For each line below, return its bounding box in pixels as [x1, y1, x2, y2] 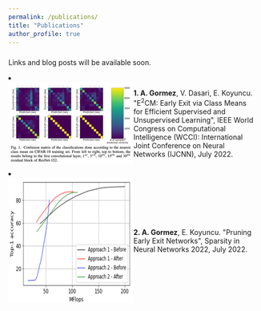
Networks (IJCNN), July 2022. [133, 149, 234, 159]
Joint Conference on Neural [133, 140, 226, 150]
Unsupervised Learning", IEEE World [133, 115, 254, 124]
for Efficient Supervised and [133, 107, 226, 116]
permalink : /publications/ [8, 13, 98, 21]
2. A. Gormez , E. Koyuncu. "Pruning [133, 227, 252, 236]
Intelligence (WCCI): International [133, 132, 243, 142]
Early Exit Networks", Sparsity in [133, 236, 240, 245]
